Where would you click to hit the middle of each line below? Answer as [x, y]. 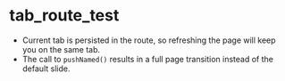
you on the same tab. [61, 49]
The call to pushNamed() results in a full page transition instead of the [148, 59]
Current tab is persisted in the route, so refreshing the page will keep [149, 40]
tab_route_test [64, 16]
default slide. [46, 69]
